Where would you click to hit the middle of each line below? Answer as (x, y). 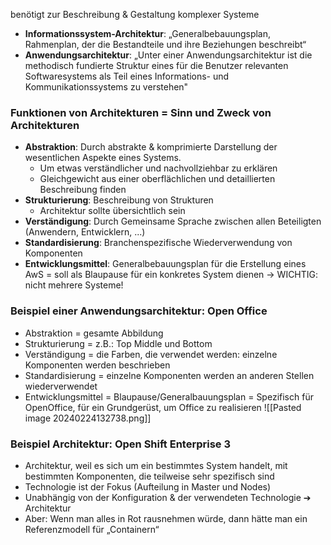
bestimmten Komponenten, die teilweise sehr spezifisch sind (149, 476)
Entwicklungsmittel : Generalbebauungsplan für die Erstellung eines (165, 264)
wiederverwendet (61, 386)
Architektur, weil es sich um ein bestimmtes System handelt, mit (156, 465)
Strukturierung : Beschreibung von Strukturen (119, 200)
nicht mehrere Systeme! (74, 285)
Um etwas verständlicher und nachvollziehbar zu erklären (158, 168)
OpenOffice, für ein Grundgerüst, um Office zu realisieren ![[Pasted (163, 407)
